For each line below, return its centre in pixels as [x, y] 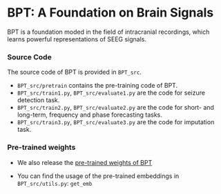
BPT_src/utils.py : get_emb [55, 183]
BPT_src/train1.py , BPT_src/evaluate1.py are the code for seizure [111, 93]
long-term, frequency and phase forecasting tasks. [89, 115]
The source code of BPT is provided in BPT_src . [74, 72]
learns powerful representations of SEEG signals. [77, 39]
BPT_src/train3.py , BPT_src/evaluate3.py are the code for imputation [116, 122]
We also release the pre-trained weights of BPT [85, 162]
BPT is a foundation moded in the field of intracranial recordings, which [108, 32]
